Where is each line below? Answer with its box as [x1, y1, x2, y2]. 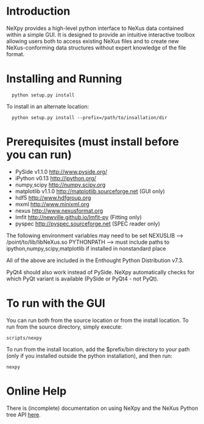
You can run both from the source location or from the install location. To [6, 316, 189, 324]
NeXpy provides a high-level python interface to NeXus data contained [6, 24, 184, 32]
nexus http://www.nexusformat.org [15, 207, 104, 214]
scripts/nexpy [6, 335, 43, 341]
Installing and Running [6, 72, 122, 86]
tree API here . [6, 411, 41, 418]
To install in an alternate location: [6, 103, 90, 110]
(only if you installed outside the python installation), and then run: [6, 352, 172, 359]
